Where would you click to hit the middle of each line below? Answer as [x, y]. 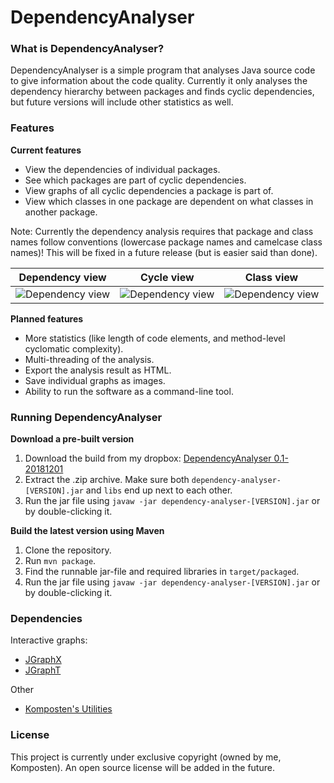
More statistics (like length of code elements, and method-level [155, 338]
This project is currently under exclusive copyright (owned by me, [146, 757]
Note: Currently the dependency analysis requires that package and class [162, 231]
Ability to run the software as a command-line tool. [129, 391]
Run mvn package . [60, 561]
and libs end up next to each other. [159, 490]
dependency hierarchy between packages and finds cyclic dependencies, [162, 92]
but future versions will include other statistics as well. [122, 102]
